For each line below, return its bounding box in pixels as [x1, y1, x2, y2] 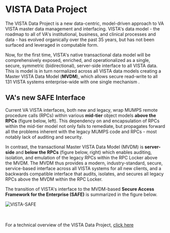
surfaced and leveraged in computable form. [5, 42, 99, 48]
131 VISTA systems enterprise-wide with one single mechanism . [5, 79, 140, 85]
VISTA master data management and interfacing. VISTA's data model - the [5, 25, 160, 31]
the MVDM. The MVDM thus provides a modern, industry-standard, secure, [5, 160, 163, 166]
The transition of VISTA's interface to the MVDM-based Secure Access [5, 186, 155, 192]
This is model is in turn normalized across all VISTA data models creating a [5, 68, 161, 74]
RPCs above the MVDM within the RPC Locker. [5, 176, 103, 182]
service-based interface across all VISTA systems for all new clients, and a [5, 165, 161, 171]
